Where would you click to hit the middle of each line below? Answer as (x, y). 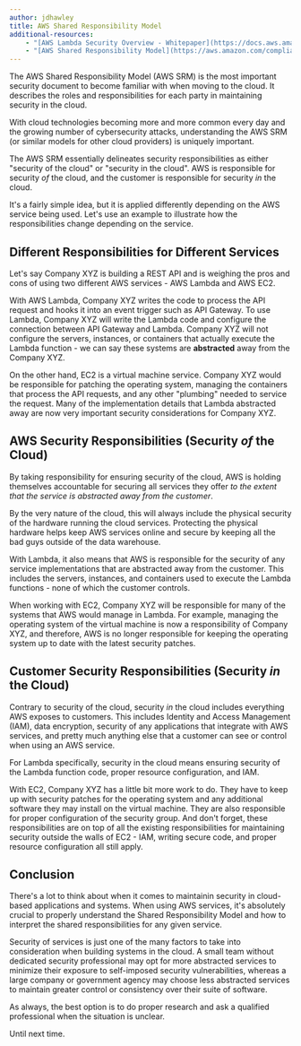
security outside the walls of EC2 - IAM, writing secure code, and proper (143, 837)
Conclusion (42, 874)
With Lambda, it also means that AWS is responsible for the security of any (147, 559)
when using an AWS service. (62, 745)
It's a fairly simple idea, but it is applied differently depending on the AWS (145, 205)
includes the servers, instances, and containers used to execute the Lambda (150, 578)
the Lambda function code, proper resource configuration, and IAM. (134, 772)
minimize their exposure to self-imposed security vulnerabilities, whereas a (148, 971)
